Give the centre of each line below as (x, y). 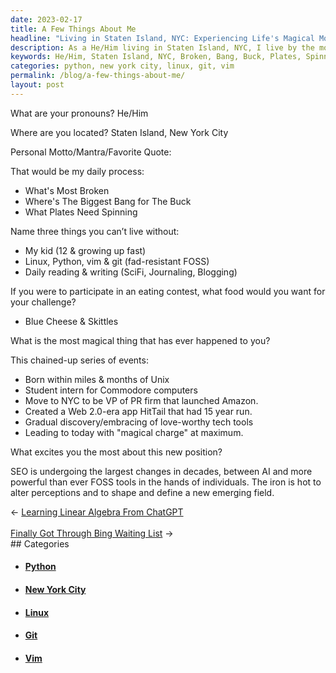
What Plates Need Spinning (81, 212)
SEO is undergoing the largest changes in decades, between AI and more (161, 471)
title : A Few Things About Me (73, 29)
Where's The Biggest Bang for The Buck (108, 201)
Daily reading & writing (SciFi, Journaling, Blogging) (131, 272)
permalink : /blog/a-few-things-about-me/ (98, 76)
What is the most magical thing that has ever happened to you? (140, 340)
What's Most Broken (67, 190)
